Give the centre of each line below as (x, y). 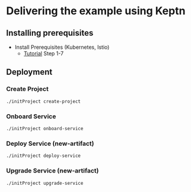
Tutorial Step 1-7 (44, 53)
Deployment (29, 72)
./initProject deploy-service (44, 156)
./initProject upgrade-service (45, 183)
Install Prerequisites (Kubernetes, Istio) (62, 47)
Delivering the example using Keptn (96, 11)
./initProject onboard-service (45, 128)
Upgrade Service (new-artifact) (52, 171)
